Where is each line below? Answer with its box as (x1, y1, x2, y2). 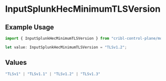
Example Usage (5, 23, 54, 31)
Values (5, 58, 27, 67)
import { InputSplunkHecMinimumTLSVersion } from (5, 36, 110, 41)
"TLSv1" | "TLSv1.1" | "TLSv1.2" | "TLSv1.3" (5, 71, 100, 77)
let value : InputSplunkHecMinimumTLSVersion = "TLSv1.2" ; (5, 45, 127, 50)
